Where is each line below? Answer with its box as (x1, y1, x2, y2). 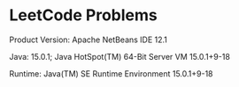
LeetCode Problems (9, 5, 158, 25)
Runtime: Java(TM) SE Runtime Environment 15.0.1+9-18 (9, 68, 213, 79)
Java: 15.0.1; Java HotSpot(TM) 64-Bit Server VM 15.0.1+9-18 (9, 51, 230, 62)
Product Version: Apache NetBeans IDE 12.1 (9, 34, 168, 45)
